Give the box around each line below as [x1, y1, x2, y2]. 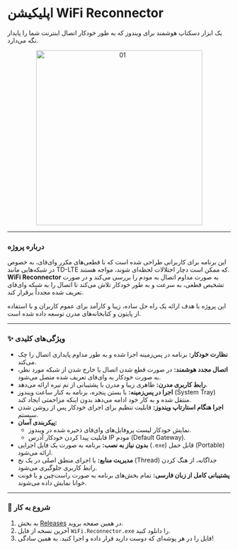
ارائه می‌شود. [17, 448, 53, 456]
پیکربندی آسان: [17, 418, 57, 426]
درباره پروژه [7, 242, 45, 252]
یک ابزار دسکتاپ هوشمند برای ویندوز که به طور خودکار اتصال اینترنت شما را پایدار [7, 28, 222, 37]
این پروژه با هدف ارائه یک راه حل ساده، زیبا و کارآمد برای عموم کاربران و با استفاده [7, 302, 227, 311]
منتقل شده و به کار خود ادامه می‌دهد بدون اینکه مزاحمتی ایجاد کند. [17, 395, 192, 404]
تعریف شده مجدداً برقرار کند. [7, 288, 84, 296]
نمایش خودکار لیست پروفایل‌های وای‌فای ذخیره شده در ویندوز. [28, 425, 191, 434]
